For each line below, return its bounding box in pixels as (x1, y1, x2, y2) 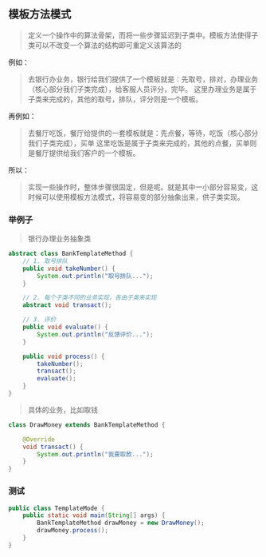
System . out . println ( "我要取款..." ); (37, 450, 154, 458)
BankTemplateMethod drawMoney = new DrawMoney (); (37, 519, 205, 527)
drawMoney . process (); (37, 527, 109, 535)
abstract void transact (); (22, 301, 112, 309)
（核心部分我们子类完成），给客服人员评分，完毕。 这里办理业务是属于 (27, 84, 257, 93)
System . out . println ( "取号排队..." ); (37, 272, 154, 280)
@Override (22, 435, 56, 444)
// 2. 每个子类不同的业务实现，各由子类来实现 (22, 294, 157, 302)
